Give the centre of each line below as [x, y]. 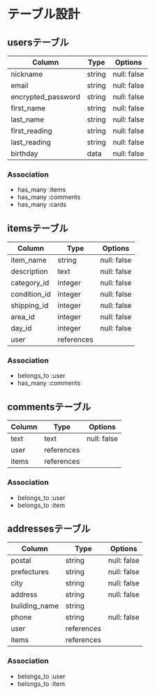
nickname [27, 74]
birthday [24, 153]
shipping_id [30, 306]
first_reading [31, 131]
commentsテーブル [49, 407]
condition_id [31, 294]
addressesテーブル [49, 528]
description [29, 272]
